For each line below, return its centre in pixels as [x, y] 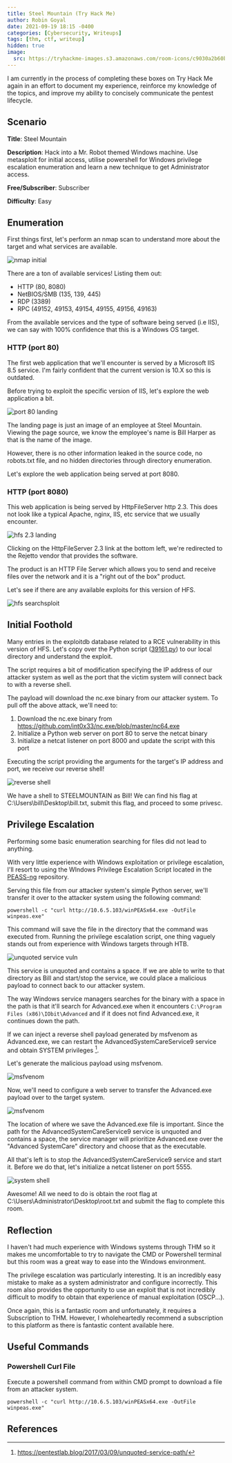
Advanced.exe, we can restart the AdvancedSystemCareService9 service [112, 1041]
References [32, 1429]
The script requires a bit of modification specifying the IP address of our [110, 670]
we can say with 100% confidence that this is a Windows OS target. [103, 330]
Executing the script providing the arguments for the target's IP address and [115, 761]
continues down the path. [43, 1020]
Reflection [30, 1230]
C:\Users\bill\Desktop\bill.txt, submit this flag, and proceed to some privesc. [115, 802]
